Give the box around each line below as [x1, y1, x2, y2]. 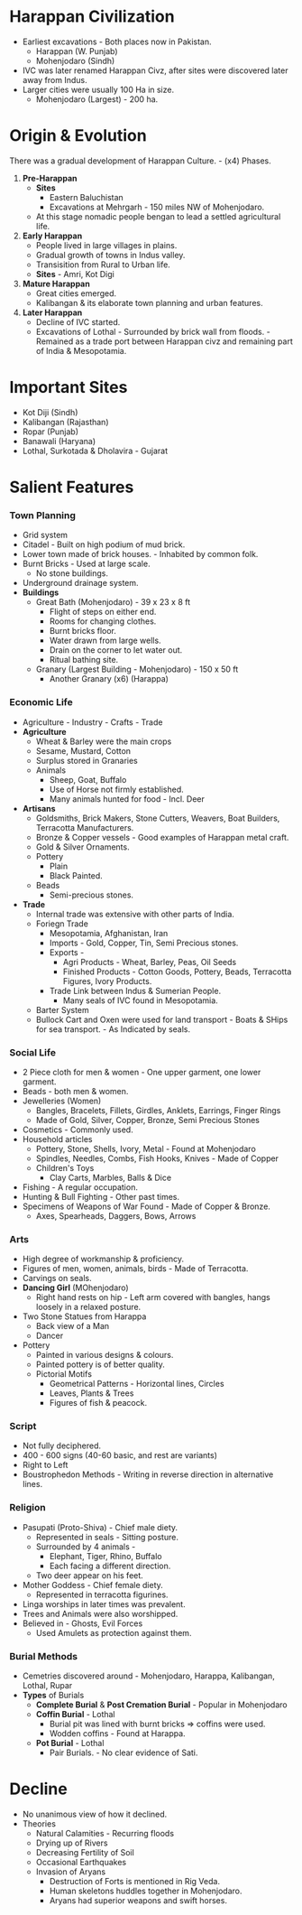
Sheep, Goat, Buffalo [49, 774, 127, 785]
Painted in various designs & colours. [35, 1350, 174, 1361]
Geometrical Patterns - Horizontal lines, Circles [49, 1379, 224, 1390]
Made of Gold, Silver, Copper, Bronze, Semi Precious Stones [35, 1114, 260, 1125]
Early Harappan [22, 230, 83, 241]
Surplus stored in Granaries [35, 755, 138, 766]
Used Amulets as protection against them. [35, 1627, 192, 1638]
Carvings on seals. [22, 1273, 92, 1284]
